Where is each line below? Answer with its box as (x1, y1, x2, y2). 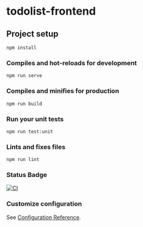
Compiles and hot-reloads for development (6, 59, 137, 67)
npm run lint (6, 157, 40, 163)
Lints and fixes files (6, 142, 66, 151)
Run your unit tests (6, 115, 64, 123)
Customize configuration (6, 200, 82, 208)
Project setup (6, 29, 59, 39)
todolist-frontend (6, 4, 96, 18)
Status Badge (6, 171, 48, 179)
